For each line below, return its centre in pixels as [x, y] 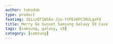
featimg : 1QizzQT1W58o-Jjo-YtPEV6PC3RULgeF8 [53, 19]
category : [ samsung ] [27, 33]
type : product [20, 15]
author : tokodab [22, 10]
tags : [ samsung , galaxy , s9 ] [36, 29]
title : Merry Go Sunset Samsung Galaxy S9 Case [57, 24]
